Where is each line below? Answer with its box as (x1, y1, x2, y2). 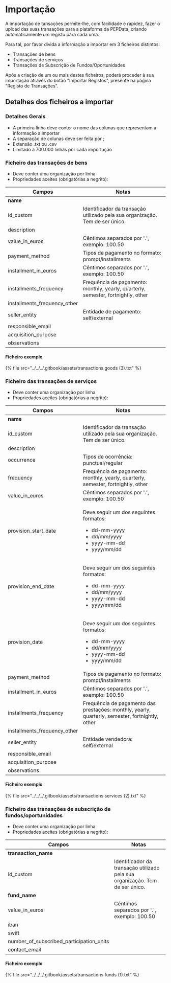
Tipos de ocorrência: (82, 453, 133, 461)
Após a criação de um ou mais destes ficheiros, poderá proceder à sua (5, 72, 154, 78)
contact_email (8, 946, 42, 953)
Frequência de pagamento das (82, 700, 156, 707)
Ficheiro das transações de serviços (5, 378, 97, 385)
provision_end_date (8, 583, 54, 590)
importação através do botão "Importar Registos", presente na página (5, 77, 151, 83)
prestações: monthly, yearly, (82, 706, 151, 714)
